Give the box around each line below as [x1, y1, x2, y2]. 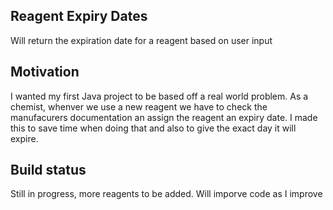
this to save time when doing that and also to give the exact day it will [10, 122, 297, 134]
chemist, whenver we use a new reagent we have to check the [10, 100, 268, 113]
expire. [10, 132, 39, 144]
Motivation [10, 64, 80, 81]
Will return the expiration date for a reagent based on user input [10, 34, 273, 46]
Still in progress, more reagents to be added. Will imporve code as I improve [10, 188, 323, 200]
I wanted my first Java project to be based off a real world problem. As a [10, 90, 309, 102]
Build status [10, 162, 87, 179]
